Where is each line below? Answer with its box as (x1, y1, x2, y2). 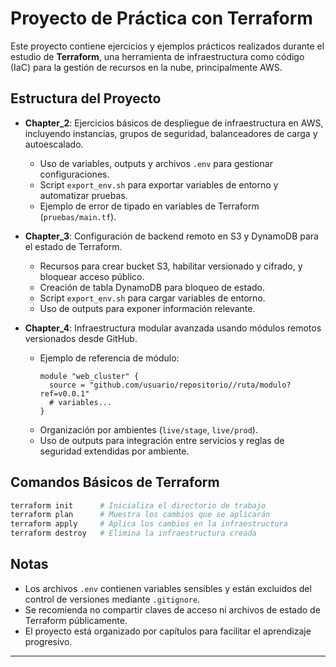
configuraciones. (39, 168, 110, 180)
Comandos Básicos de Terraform (10, 474, 220, 491)
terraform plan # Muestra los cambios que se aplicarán (10, 510, 271, 520)
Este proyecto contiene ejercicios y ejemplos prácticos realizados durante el (10, 40, 325, 52)
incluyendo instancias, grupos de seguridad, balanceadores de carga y (24, 127, 318, 139)
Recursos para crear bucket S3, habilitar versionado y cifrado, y (39, 260, 303, 272)
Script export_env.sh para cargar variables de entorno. (39, 292, 266, 304)
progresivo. (24, 635, 73, 647)
